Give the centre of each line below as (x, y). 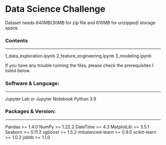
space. (12, 28)
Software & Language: (32, 84)
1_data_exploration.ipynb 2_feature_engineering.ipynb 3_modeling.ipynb (78, 56)
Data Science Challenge (55, 9)
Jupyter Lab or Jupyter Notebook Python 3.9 (51, 99)
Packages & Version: (30, 112)
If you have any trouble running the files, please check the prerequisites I (79, 65)
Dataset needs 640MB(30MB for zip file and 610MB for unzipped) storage (80, 23)
